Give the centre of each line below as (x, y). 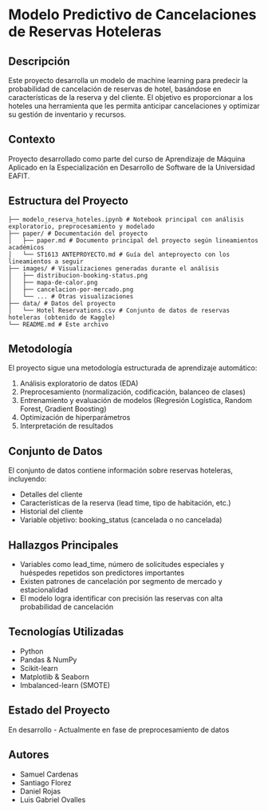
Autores (29, 755)
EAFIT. (19, 176)
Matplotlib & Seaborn (54, 677)
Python (32, 651)
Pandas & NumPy (48, 659)
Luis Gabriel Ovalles (53, 799)
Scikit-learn (39, 668)
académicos (26, 247)
